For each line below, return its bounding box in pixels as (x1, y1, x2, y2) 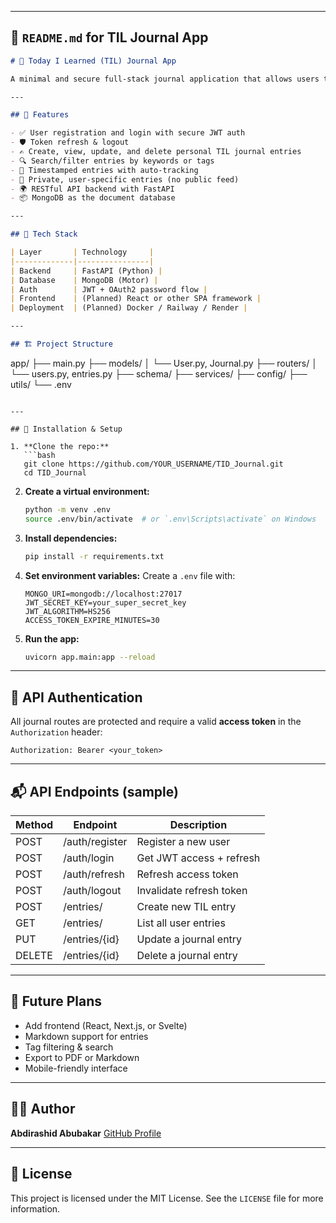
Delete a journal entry (136, 949, 238, 963)
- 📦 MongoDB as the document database (10, 193, 176, 203)
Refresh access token (136, 867, 239, 881)
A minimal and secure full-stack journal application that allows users (10, 74, 320, 84)
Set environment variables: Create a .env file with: (24, 569, 236, 581)
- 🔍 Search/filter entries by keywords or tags (10, 156, 215, 166)
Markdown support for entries (24, 1030, 149, 1042)
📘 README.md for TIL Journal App (10, 29, 209, 46)
